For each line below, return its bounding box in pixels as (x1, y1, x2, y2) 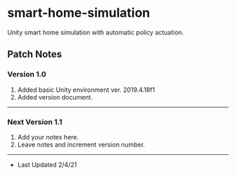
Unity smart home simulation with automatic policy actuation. (7, 28, 184, 36)
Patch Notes (7, 48, 63, 60)
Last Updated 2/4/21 (17, 160, 77, 169)
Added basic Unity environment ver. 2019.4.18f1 (17, 86, 155, 94)
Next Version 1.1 (7, 117, 63, 127)
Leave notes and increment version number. (17, 140, 145, 149)
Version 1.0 (7, 69, 47, 79)
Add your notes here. (17, 133, 79, 141)
